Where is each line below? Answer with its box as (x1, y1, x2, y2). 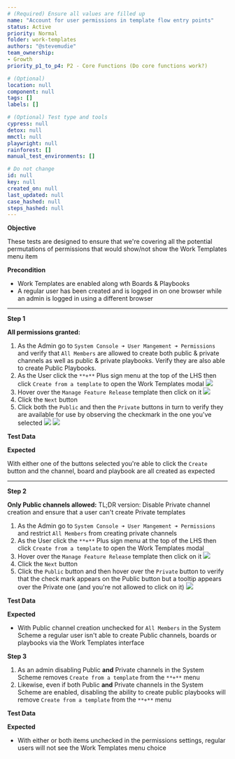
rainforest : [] (7, 146, 52, 153)
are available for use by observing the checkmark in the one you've (17, 411, 212, 419)
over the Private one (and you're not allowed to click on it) (17, 583, 185, 592)
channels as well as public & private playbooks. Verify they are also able (17, 357, 225, 365)
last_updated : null (7, 191, 64, 198)
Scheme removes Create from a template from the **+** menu (17, 673, 201, 682)
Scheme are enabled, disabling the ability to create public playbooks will (17, 688, 226, 697)
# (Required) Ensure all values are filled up (7, 10, 145, 18)
